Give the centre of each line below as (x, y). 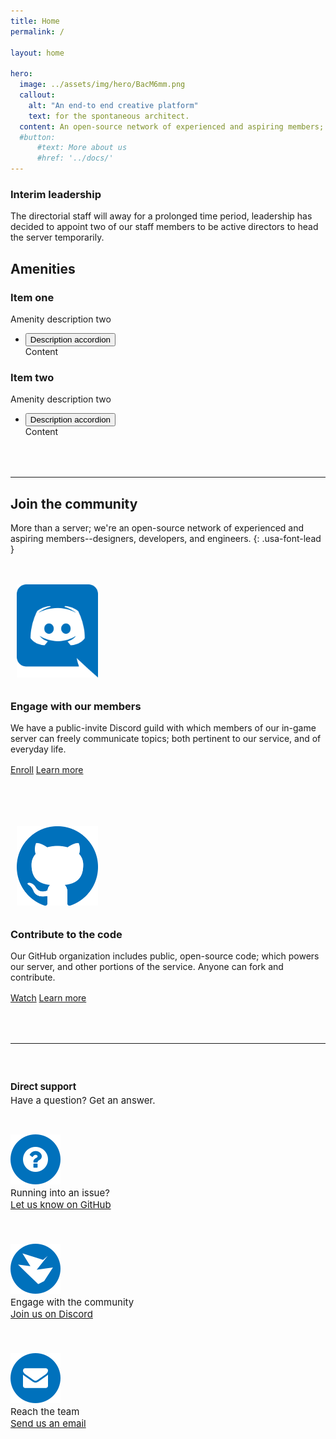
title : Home (35, 21)
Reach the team (45, 1411)
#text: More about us (82, 148)
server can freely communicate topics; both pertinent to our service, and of (166, 738)
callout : (37, 95)
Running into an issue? (60, 1193)
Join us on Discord (51, 1313)
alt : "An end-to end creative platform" (113, 105)
